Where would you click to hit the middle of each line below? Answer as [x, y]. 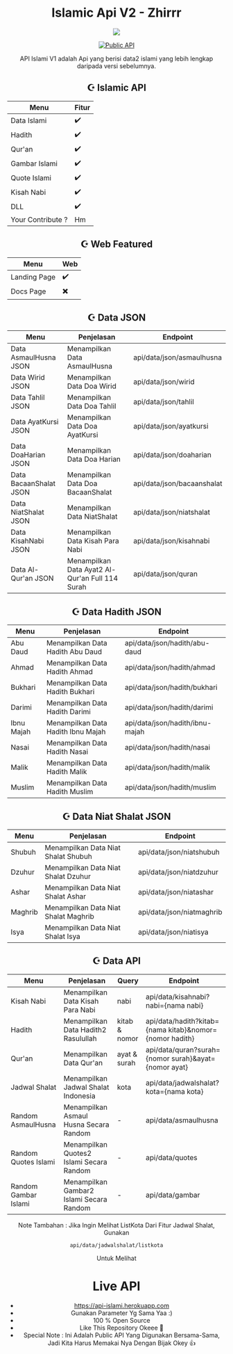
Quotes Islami [33, 1161]
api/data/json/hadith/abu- [167, 643]
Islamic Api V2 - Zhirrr [116, 13]
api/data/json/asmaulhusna [177, 357]
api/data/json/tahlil [163, 402]
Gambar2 [79, 1191]
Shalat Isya [63, 936]
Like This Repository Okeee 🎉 [122, 1328]
